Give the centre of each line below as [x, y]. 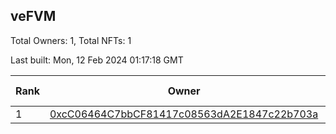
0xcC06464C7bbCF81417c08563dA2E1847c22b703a [184, 114]
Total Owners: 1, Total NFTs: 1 [71, 40]
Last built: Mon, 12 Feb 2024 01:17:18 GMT [97, 60]
